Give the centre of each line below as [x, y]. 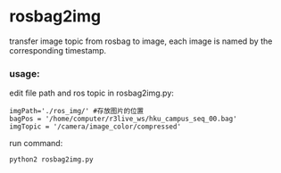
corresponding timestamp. [58, 50]
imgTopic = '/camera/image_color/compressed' [95, 127]
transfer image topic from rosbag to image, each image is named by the [141, 41]
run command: [36, 144]
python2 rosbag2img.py [51, 160]
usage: [25, 73]
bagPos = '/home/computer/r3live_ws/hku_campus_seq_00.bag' [124, 119]
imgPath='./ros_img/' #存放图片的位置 [77, 111]
